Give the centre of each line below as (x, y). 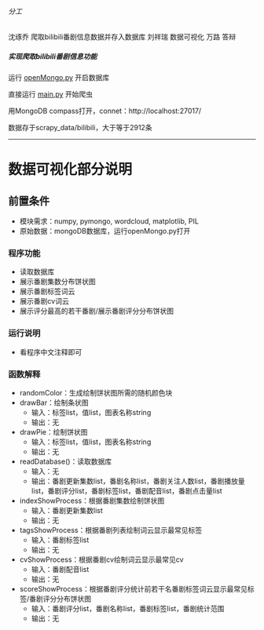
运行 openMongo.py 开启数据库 (59, 78)
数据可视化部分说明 (70, 170)
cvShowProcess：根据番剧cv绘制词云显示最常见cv (101, 559)
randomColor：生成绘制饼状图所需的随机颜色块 (96, 393)
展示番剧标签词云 (47, 291)
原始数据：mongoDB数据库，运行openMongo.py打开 (105, 231)
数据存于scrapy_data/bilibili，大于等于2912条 (80, 128)
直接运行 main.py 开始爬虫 (50, 94)
